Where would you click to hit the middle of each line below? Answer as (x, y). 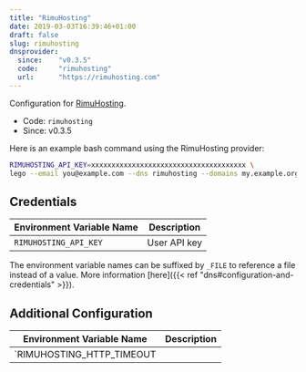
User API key (175, 243)
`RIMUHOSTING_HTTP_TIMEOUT (85, 355)
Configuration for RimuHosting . (68, 103)
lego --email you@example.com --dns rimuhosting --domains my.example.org (154, 173)
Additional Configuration (81, 313)
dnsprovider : (34, 52)
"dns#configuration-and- (247, 275)
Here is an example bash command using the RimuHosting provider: (137, 148)
